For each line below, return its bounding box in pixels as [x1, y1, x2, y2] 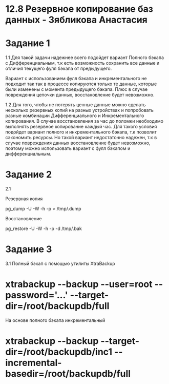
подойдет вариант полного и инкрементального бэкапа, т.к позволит [5, 129, 157, 135]
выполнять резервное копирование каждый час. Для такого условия [5, 124, 157, 130]
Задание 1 [5, 37, 50, 49]
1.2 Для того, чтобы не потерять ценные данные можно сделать [5, 102, 146, 108]
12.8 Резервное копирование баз [5, 3, 154, 15]
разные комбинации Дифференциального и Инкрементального [5, 112, 144, 119]
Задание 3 [5, 243, 52, 255]
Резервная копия [5, 196, 43, 202]
